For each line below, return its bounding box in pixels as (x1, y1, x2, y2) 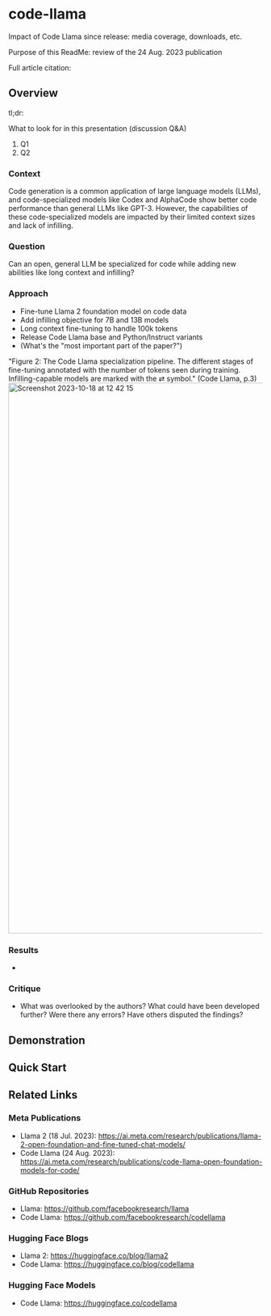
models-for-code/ (19, 1165, 80, 1175)
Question (8, 240, 46, 251)
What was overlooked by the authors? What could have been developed (19, 1002, 260, 1011)
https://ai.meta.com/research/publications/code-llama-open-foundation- (19, 1157, 263, 1166)
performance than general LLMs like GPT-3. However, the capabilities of (8, 204, 248, 213)
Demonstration (8, 1033, 86, 1047)
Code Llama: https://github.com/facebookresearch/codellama (19, 1213, 226, 1221)
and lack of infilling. (8, 221, 74, 230)
